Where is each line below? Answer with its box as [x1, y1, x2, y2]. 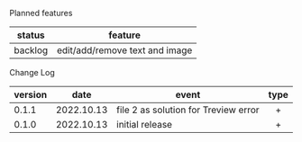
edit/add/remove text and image [57, 44, 193, 57]
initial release [116, 119, 173, 130]
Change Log [9, 67, 56, 77]
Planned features [9, 8, 73, 18]
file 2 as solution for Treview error [116, 103, 260, 116]
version [14, 89, 48, 101]
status [16, 29, 45, 41]
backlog [14, 44, 49, 57]
